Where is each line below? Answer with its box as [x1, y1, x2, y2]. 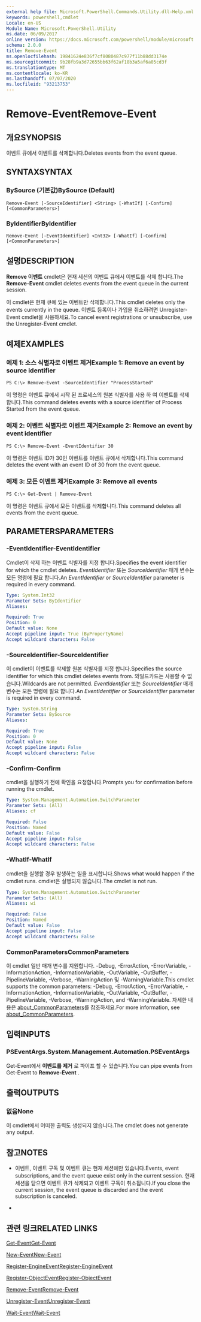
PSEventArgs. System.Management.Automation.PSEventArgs [6, 1047, 190, 1056]
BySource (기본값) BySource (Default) [6, 186, 115, 195]
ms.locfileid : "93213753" [6, 82, 71, 88]
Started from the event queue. [6, 405, 81, 412]
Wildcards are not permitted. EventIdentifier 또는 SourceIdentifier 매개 [22, 680, 193, 687]
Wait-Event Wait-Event [6, 1309, 61, 1316]
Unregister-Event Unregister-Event [6, 1297, 91, 1305]
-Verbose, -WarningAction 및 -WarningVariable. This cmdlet [48, 975, 194, 983]
